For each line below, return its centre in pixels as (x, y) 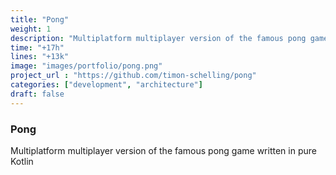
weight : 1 (31, 29)
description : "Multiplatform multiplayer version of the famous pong (158, 38)
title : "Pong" (40, 19)
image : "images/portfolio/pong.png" (86, 66)
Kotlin (22, 161)
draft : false (37, 94)
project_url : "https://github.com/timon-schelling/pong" (133, 76)
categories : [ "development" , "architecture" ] (106, 85)
